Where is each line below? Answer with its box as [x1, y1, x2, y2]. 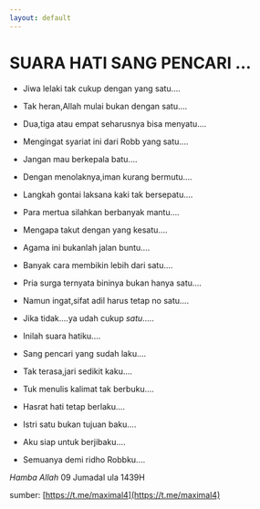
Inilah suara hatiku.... [22, 330, 101, 341]
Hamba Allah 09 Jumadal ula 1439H [9, 472, 146, 483]
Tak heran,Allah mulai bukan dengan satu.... [22, 100, 188, 111]
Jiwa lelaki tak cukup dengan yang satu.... [22, 83, 181, 94]
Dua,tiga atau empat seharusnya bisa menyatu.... [22, 118, 207, 129]
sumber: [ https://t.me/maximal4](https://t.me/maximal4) [9, 489, 221, 500]
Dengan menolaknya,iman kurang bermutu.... [22, 171, 193, 182]
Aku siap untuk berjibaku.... [22, 436, 126, 447]
